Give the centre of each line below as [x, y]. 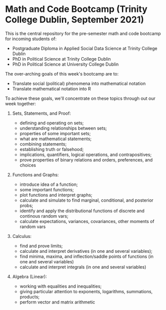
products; [29, 297]
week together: [21, 103]
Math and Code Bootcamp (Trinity [76, 9]
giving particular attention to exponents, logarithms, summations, [86, 291]
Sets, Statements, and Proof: [41, 113]
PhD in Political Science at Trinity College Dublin [61, 59]
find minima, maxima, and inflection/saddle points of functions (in [86, 256]
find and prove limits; [41, 246]
